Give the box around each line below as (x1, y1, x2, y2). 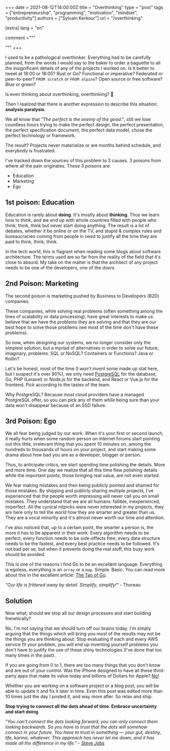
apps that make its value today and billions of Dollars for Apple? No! (17, 673, 159, 679)
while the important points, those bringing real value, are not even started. (5, 472, 160, 479)
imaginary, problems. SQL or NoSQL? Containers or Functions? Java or (5, 350, 154, 356)
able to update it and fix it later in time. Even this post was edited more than (5, 688, 163, 694)
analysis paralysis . (5, 107, 46, 112)
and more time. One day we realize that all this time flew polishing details (5, 467, 158, 473)
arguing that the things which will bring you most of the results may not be (5, 631, 161, 637)
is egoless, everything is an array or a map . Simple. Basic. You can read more (5, 567, 165, 573)
